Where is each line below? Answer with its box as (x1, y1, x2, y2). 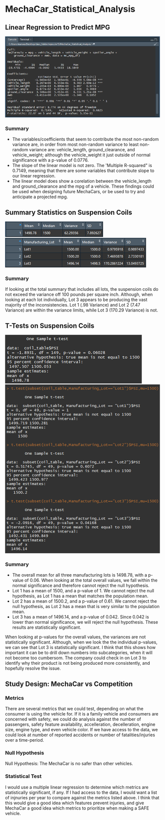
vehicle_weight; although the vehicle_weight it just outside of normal (12, 152, 151, 158)
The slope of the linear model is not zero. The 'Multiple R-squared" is (12, 163, 152, 169)
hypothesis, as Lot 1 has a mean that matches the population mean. (12, 593, 149, 599)
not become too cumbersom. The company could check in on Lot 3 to (5, 655, 147, 661)
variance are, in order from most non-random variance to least (12, 141, 139, 147)
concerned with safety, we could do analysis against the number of (5, 716, 141, 722)
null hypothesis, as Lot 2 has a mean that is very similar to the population (12, 604, 160, 610)
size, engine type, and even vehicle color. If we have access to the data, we (5, 727, 158, 733)
